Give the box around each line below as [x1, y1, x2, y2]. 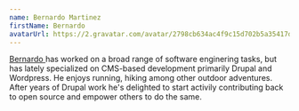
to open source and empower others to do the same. [9, 91, 203, 102]
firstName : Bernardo [9, 21, 86, 30]
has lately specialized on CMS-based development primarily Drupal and [9, 63, 273, 74]
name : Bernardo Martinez [9, 12, 101, 22]
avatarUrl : [9, 29, 50, 38]
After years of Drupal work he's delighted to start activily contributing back [9, 82, 284, 93]
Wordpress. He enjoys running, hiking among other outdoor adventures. [9, 73, 273, 83]
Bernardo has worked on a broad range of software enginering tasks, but [9, 54, 278, 65]
